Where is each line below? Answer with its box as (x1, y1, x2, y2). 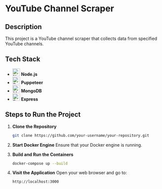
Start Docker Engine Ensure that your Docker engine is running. (12, 142, 142, 148)
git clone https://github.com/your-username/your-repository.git (12, 133, 149, 138)
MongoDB (21, 88, 42, 94)
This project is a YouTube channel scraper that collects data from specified (5, 35, 158, 41)
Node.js (21, 71, 38, 77)
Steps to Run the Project (5, 110, 81, 119)
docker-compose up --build (12, 161, 68, 166)
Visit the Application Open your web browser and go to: (12, 170, 127, 176)
